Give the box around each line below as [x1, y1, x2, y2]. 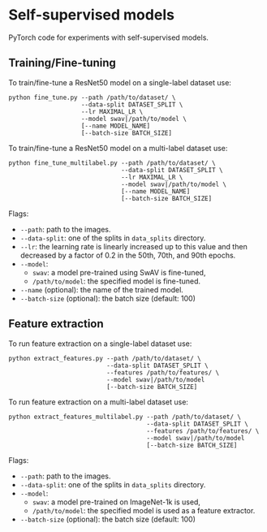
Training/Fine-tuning [8, 56, 116, 70]
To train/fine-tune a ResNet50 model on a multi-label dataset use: [8, 143, 228, 153]
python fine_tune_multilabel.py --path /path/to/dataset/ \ [8, 158, 217, 167]
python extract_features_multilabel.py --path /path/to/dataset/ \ [8, 413, 242, 421]
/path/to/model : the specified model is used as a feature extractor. [32, 505, 256, 515]
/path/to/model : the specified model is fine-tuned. [32, 276, 201, 286]
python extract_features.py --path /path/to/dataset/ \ [8, 354, 201, 362]
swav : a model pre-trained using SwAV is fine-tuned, [32, 267, 206, 277]
